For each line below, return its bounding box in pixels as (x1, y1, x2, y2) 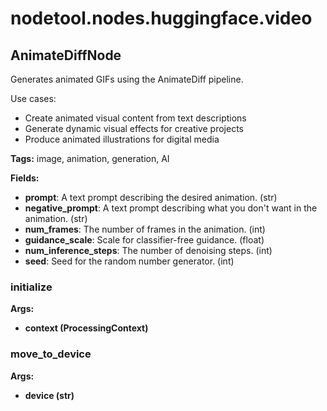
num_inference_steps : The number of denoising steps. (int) (24, 245, 273, 256)
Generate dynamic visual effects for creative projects (24, 123, 244, 134)
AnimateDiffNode (10, 47, 122, 64)
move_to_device (10, 347, 92, 361)
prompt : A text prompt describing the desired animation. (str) (24, 192, 278, 203)
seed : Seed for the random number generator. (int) (24, 255, 235, 267)
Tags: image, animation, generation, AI (10, 153, 170, 164)
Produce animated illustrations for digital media (24, 133, 220, 145)
